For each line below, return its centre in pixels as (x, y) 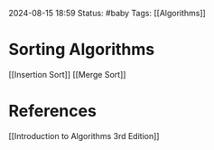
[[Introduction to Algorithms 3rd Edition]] (84, 136)
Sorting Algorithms (82, 50)
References (52, 111)
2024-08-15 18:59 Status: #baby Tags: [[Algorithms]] (107, 13)
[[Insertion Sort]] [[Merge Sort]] (67, 74)
